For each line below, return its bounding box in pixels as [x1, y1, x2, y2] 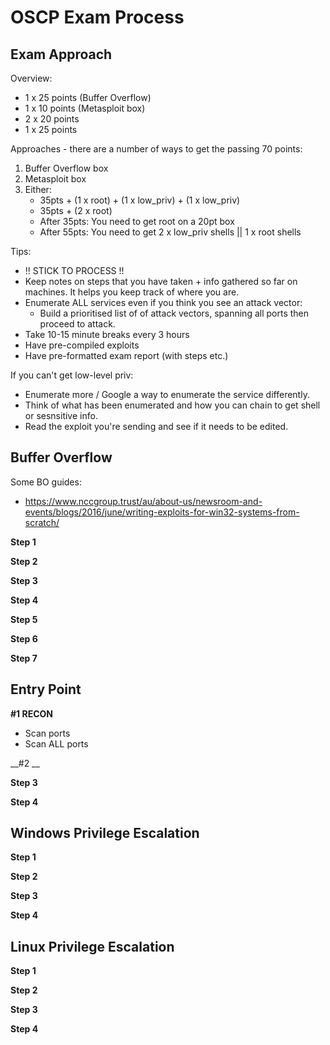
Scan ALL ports [24, 737, 89, 750]
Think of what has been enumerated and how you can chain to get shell [24, 399, 321, 411]
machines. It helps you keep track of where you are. [24, 286, 240, 298]
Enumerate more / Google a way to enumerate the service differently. [24, 389, 310, 400]
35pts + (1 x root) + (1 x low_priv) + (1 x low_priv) [39, 194, 241, 206]
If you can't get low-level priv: [10, 369, 134, 381]
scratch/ [24, 516, 60, 528]
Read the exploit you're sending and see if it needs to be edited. [24, 421, 289, 432]
